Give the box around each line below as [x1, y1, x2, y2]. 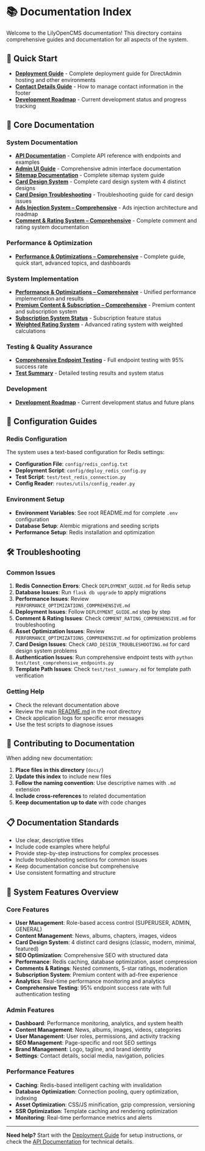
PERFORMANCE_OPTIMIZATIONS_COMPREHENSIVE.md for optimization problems [15, 634, 196, 642]
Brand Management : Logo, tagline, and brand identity [15, 1046, 151, 1053]
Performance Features [6, 1067, 74, 1076]
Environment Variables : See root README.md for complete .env [15, 509, 178, 517]
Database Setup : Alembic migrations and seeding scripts [15, 522, 160, 529]
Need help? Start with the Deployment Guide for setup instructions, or [6, 1131, 183, 1139]
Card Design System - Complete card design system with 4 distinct [15, 178, 186, 185]
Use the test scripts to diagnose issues [15, 721, 113, 728]
